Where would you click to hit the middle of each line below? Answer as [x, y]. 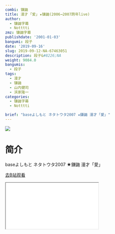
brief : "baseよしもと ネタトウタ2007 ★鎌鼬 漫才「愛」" [58, 115]
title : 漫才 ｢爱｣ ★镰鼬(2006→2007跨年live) [48, 14]
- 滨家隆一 [19, 92]
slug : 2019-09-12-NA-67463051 [36, 51]
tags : [11, 74]
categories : [17, 97]
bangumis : [15, 65]
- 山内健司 [19, 87]
